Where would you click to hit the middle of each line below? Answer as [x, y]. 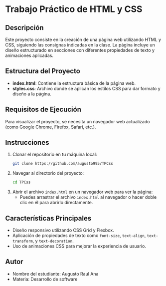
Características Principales [48, 218]
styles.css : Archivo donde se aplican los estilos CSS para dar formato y [86, 88]
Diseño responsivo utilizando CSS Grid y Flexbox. [63, 230]
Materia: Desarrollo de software [45, 279]
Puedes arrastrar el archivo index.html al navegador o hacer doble [88, 197]
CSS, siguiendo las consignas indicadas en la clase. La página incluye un [80, 45]
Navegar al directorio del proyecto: [48, 173]
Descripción [24, 28]
